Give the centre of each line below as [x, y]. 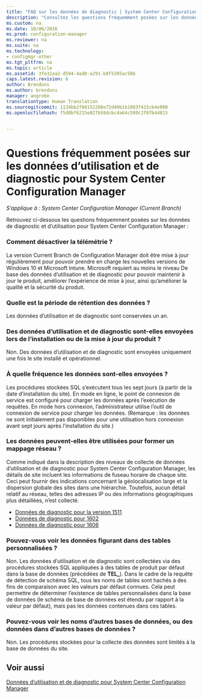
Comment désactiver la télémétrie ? [60, 242]
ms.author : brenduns [32, 90]
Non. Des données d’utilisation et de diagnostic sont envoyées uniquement [99, 352]
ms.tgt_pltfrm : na [29, 62]
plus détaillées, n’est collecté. [43, 500]
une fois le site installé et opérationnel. [54, 359]
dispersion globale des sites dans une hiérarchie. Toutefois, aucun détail [96, 487]
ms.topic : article [29, 68]
